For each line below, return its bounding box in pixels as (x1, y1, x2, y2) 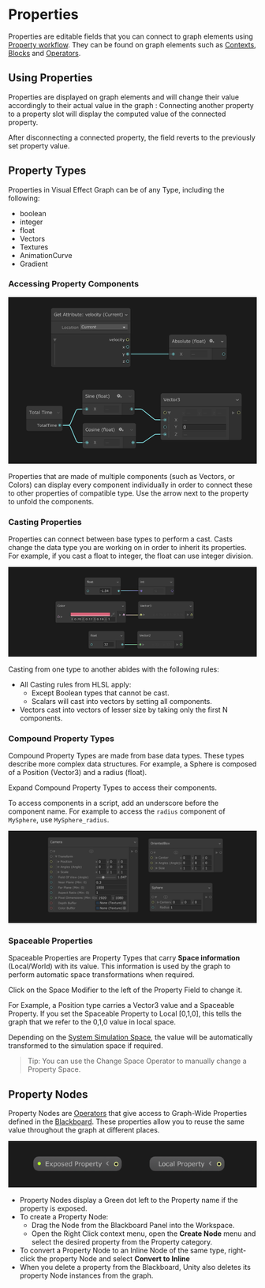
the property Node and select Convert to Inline (36, 1254, 191, 1264)
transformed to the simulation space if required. (8, 1041, 163, 1050)
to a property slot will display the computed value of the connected (8, 109, 226, 118)
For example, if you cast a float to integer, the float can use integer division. (8, 551, 254, 561)
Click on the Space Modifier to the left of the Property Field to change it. (8, 985, 243, 995)
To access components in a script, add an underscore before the (8, 798, 219, 807)
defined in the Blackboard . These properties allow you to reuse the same (8, 1117, 244, 1126)
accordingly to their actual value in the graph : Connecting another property (8, 100, 254, 110)
